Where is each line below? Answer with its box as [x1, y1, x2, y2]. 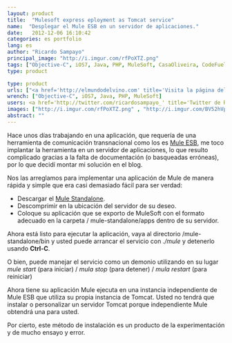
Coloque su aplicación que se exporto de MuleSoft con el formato [17, 209, 205, 217]
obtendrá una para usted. [7, 307, 79, 315]
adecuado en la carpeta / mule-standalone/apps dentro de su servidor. [17, 216, 220, 225]
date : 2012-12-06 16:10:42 [7, 29, 91, 37]
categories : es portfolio [7, 36, 81, 43]
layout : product [7, 10, 54, 17]
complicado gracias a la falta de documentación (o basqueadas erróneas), [7, 153, 220, 161]
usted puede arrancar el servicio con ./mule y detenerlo [56, 237, 215, 245]
